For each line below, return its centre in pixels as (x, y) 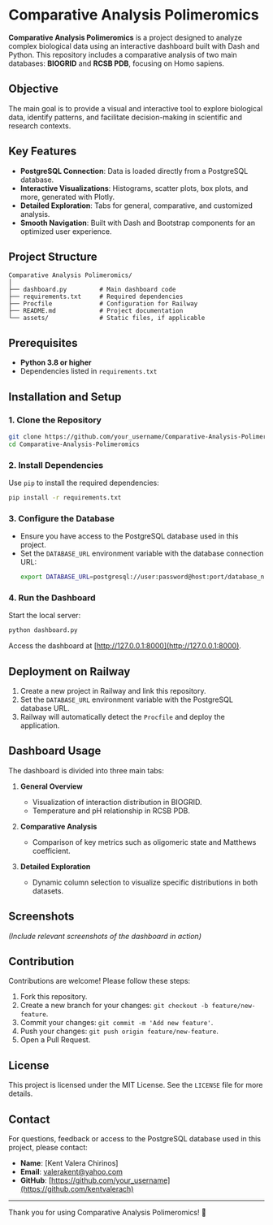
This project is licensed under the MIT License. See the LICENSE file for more (136, 1085)
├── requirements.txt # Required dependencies (96, 297)
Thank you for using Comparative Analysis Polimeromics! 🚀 (108, 1213)
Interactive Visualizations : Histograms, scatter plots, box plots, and (134, 188)
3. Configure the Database (62, 518)
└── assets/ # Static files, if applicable (107, 318)
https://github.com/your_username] (111, 1180)
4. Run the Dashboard (52, 597)
